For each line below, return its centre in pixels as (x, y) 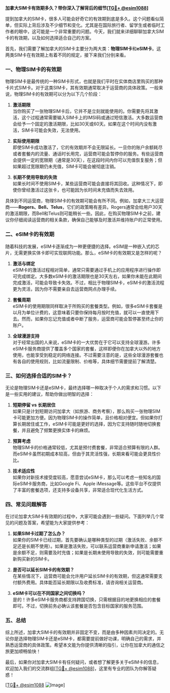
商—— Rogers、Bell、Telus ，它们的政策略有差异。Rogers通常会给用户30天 (84, 207)
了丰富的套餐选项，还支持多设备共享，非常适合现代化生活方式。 (79, 490)
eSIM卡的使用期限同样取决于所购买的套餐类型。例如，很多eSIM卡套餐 (85, 306)
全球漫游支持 (26, 336)
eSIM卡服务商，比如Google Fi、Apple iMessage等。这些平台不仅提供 (89, 483)
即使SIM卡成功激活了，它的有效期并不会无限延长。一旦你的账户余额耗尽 (88, 147)
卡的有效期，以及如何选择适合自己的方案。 (50, 38)
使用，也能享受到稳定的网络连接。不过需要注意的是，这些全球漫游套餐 (86, 355)
